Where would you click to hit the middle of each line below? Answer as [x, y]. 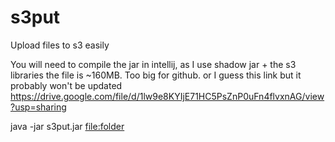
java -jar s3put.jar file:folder [67, 126]
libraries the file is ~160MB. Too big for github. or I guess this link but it [156, 75]
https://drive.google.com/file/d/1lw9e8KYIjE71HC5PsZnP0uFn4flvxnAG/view [167, 96]
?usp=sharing [38, 107]
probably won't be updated [66, 85]
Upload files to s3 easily [60, 45]
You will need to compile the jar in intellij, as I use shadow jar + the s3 [153, 64]
